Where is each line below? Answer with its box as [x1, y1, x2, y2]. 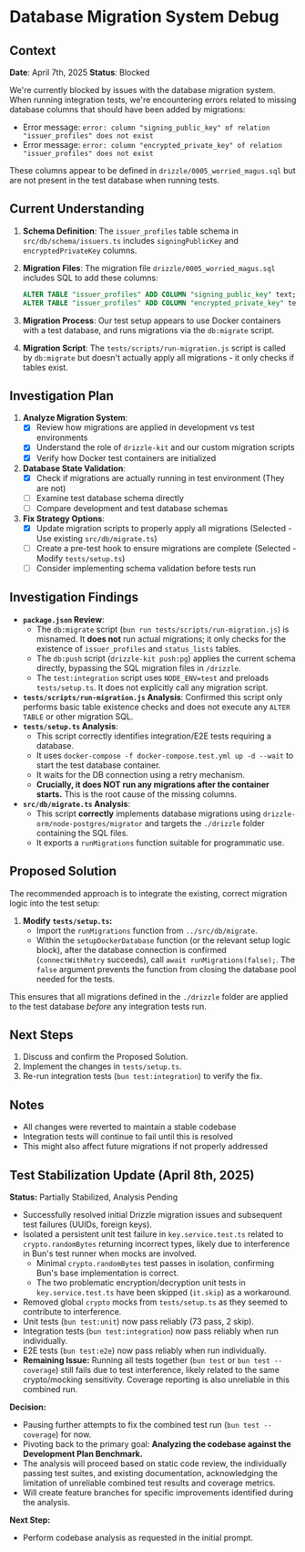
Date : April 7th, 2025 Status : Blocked [9, 67, 150, 78]
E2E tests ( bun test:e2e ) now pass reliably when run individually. [22, 1345, 267, 1356]
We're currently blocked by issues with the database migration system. [9, 85, 276, 95]
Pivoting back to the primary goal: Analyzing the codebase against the [22, 1439, 291, 1449]
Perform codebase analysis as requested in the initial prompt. [22, 1532, 253, 1543]
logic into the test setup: [9, 897, 100, 908]
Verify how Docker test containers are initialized [36, 452, 217, 463]
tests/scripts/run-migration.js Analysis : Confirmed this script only [22, 691, 283, 702]
